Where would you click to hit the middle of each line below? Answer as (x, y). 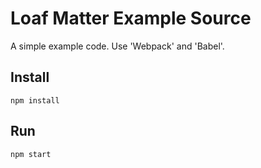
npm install (35, 100)
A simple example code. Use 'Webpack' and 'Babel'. (117, 46)
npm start (31, 154)
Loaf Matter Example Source (131, 18)
